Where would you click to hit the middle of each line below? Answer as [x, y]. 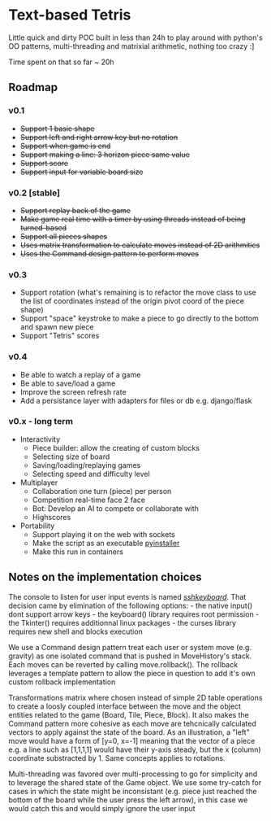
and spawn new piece [57, 327]
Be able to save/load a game [68, 383]
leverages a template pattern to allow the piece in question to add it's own [132, 673]
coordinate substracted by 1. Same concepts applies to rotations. [117, 758]
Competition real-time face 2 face [89, 500]
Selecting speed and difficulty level [91, 474]
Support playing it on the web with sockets [104, 534]
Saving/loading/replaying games [86, 465]
